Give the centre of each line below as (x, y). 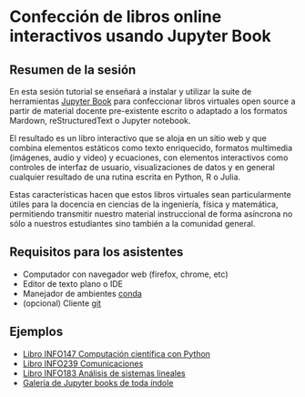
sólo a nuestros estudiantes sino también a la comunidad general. (132, 224)
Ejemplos (36, 332)
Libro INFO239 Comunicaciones (83, 363)
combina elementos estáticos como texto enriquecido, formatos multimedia (151, 148)
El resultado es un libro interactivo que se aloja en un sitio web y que (138, 138)
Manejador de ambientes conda (82, 293)
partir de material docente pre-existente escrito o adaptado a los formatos (149, 111)
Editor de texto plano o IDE (72, 283)
